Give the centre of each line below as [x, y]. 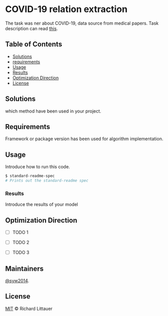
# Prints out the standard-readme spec [47, 181]
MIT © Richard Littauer [29, 308]
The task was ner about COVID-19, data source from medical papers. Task [82, 23]
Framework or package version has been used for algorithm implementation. [84, 139]
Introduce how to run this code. [38, 167]
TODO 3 [21, 253]
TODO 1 [20, 233]
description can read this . [32, 28]
